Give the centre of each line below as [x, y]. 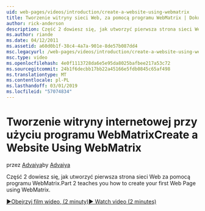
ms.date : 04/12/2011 [33, 40]
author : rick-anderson [35, 23]
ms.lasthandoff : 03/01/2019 [42, 86]
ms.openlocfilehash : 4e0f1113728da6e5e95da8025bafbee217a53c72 [88, 63]
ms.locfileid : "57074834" [39, 92]
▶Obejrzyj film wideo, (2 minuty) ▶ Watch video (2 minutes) [81, 201]
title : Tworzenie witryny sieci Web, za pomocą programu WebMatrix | [97, 18]
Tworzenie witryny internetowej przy [102, 122]
